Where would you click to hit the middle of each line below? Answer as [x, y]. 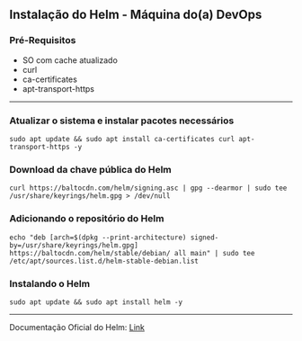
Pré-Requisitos [43, 40]
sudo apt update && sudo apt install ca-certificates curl [122, 139]
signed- [204, 238]
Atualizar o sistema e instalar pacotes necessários [122, 121]
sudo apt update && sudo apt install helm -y [96, 302]
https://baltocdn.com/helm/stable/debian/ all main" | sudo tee [132, 253]
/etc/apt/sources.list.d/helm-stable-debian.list [104, 261]
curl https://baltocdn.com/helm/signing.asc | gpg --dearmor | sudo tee [148, 188]
